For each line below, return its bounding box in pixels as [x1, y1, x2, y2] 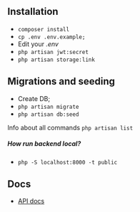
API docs [17, 197, 45, 206]
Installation [7, 6, 59, 18]
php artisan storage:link [17, 56, 95, 63]
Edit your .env [17, 39, 59, 48]
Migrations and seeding [7, 75, 116, 88]
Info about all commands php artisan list [7, 123, 134, 132]
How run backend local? [7, 139, 81, 148]
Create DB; [17, 94, 51, 102]
